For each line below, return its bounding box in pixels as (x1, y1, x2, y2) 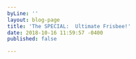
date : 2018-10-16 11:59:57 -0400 (7, 29, 104, 36)
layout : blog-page (7, 16, 60, 23)
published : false (7, 36, 57, 43)
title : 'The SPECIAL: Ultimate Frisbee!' (7, 23, 131, 29)
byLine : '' (7, 10, 39, 17)
